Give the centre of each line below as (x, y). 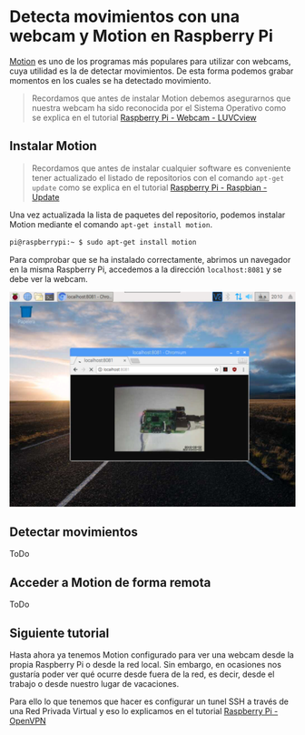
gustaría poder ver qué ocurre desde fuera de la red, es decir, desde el (142, 674)
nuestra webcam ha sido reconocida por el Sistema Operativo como (159, 107)
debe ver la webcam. (49, 278)
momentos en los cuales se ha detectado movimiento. (110, 80)
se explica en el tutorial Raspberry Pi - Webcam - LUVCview (144, 117)
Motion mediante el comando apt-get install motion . (111, 224)
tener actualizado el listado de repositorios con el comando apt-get (157, 177)
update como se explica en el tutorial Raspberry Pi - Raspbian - (149, 187)
